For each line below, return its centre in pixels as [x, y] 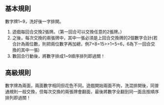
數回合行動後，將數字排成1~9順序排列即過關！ [59, 56]
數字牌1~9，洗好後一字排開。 [34, 21]
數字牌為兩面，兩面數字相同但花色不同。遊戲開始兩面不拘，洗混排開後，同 [80, 85]
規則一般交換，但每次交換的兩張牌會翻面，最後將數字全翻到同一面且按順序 [84, 91]
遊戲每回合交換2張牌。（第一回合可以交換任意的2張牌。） [68, 32]
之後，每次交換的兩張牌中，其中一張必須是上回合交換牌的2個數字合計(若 [85, 37]
